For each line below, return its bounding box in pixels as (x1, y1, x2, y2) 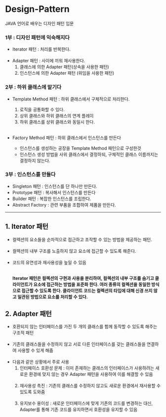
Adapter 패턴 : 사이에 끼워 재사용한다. (12, 58, 85, 64)
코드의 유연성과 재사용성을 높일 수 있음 (12, 259, 86, 265)
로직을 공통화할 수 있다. (19, 106, 65, 112)
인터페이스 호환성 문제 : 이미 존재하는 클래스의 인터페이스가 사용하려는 (19, 365, 155, 371)
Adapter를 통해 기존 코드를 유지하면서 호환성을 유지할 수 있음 (19, 407, 137, 413)
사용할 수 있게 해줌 (17, 348, 53, 354)
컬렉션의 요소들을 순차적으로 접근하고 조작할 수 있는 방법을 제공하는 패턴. (12, 236, 152, 242)
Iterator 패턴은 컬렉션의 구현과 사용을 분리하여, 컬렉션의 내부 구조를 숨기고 (12, 275, 154, 281)
